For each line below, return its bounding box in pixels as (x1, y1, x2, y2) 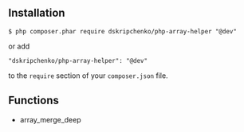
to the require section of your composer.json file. (8, 71, 169, 80)
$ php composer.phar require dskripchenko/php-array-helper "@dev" (8, 27, 238, 35)
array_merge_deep (19, 115, 81, 124)
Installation (8, 6, 65, 20)
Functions (8, 94, 60, 107)
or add (8, 41, 30, 51)
